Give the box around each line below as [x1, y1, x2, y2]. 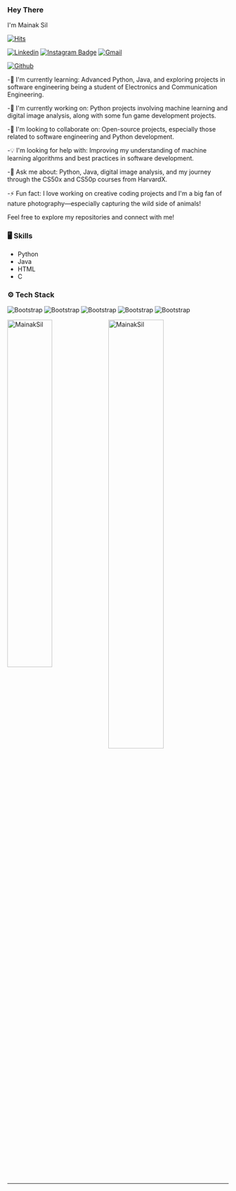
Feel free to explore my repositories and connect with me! [7, 213, 174, 222]
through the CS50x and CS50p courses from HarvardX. [7, 175, 167, 184]
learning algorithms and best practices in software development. [7, 154, 195, 163]
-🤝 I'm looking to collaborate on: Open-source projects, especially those [7, 125, 216, 134]
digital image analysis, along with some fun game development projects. [7, 111, 216, 120]
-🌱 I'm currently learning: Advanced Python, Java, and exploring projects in [7, 75, 226, 84]
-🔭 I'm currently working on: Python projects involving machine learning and [7, 104, 228, 113]
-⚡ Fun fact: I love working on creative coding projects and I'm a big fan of [7, 189, 223, 198]
